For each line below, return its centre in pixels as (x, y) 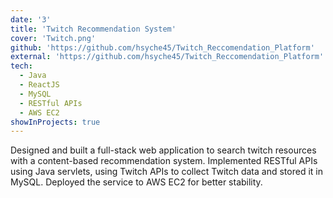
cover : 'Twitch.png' (53, 38)
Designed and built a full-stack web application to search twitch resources (163, 150)
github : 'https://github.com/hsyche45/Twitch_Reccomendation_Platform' (162, 47)
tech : (21, 66)
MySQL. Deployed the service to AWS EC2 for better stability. (136, 182)
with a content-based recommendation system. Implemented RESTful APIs (164, 161)
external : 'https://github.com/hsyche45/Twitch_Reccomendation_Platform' (167, 57)
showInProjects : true (55, 122)
